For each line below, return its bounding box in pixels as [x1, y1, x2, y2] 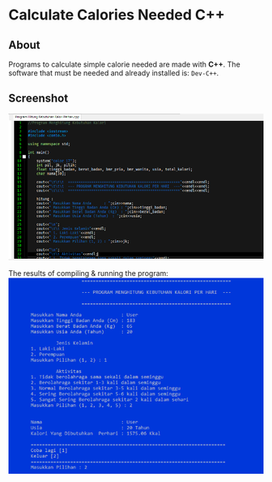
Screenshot [8, 92, 69, 105]
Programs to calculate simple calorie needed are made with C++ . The [8, 59, 240, 69]
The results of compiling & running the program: [8, 268, 168, 278]
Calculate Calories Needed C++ [8, 6, 225, 24]
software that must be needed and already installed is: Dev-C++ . [8, 68, 219, 78]
